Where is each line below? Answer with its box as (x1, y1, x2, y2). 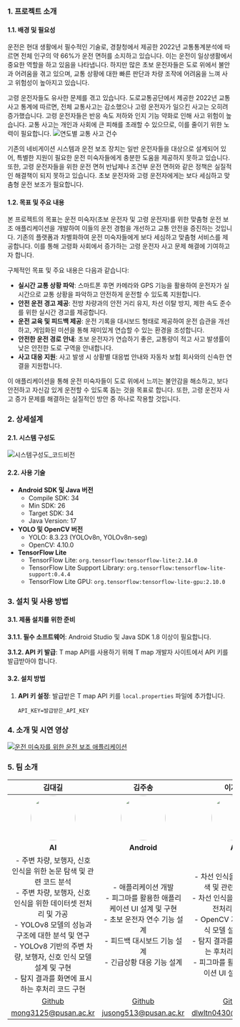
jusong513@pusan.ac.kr (101, 1008, 185, 1018)
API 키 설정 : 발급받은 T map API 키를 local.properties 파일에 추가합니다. (17, 691, 226, 700)
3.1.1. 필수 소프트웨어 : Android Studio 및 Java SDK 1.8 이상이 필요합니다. (7, 632, 212, 641)
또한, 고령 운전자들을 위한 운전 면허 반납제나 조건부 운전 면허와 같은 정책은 (7, 162, 213, 171)
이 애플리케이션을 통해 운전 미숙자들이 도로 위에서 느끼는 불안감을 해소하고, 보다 (7, 377, 229, 385)
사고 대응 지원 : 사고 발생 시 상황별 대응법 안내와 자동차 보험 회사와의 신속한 (17, 352, 225, 362)
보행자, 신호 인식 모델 (24, 952, 92, 962)
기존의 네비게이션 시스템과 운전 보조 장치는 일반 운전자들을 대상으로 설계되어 (7, 144, 219, 153)
